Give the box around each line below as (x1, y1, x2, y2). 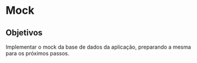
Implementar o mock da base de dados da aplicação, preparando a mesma (5, 43, 192, 50)
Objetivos (5, 28, 43, 38)
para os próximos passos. (5, 50, 70, 57)
